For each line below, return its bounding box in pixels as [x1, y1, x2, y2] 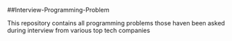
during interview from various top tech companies [7, 27, 151, 34]
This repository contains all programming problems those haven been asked [7, 19, 226, 27]
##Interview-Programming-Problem [7, 6, 110, 14]
